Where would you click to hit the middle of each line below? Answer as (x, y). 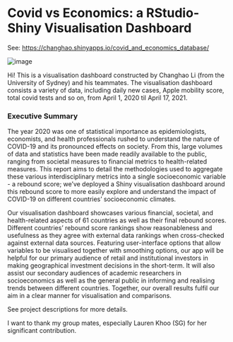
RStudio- (173, 13)
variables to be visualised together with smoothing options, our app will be (115, 251)
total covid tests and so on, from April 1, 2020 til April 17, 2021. (97, 98)
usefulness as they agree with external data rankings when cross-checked (116, 236)
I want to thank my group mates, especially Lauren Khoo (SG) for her (107, 323)
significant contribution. (42, 331)
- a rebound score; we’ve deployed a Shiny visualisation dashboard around (116, 184)
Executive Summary (43, 116)
